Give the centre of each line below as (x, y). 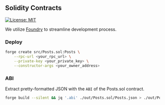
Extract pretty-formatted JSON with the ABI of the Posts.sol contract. (75, 89)
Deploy (14, 42)
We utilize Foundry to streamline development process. (61, 29)
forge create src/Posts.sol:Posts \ (42, 52)
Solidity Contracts (33, 8)
